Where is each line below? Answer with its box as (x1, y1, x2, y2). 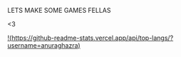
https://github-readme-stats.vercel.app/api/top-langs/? (11, 33, 174, 42)
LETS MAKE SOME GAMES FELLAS (7, 6, 111, 14)
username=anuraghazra (7, 41, 78, 49)
